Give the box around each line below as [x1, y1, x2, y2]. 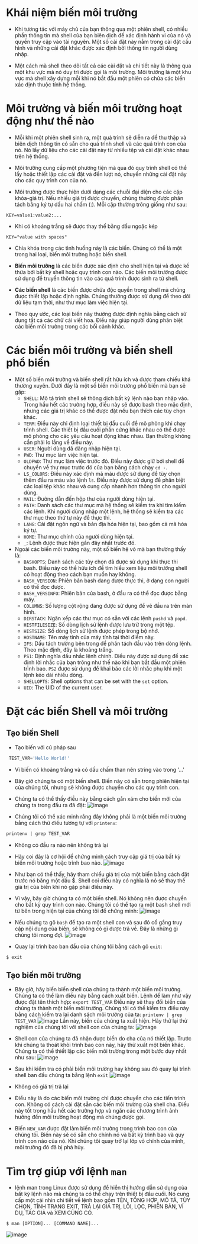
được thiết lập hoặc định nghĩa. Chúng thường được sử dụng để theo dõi [14, 292, 191, 299]
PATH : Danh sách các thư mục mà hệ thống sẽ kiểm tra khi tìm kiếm [23, 501, 186, 508]
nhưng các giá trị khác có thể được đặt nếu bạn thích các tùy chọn [23, 407, 186, 414]
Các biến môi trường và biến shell [6, 344, 173, 357]
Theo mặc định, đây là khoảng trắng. [23, 646, 113, 653]
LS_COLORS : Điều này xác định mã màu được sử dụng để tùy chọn [23, 470, 181, 477]
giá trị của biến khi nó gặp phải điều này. [14, 883, 114, 890]
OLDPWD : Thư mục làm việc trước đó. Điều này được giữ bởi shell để [23, 457, 184, 465]
